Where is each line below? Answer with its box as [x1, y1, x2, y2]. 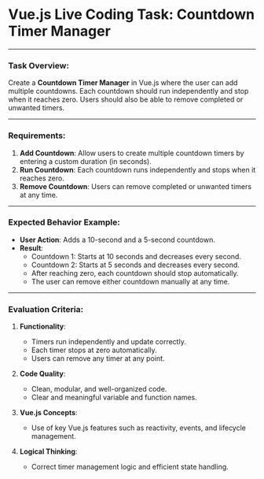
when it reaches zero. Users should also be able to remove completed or [8, 95, 244, 104]
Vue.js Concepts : [19, 408, 78, 418]
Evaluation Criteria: [8, 303, 84, 314]
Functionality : [19, 321, 67, 332]
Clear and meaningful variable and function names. [31, 392, 198, 403]
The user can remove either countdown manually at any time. [31, 277, 230, 286]
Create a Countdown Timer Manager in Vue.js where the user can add [8, 78, 238, 87]
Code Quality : [19, 369, 66, 379]
